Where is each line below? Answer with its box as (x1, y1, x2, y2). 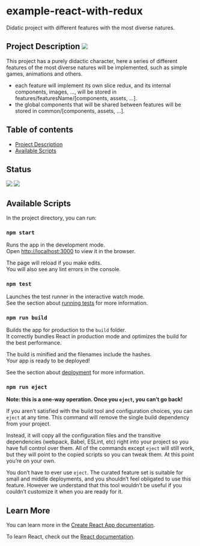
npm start (6, 229, 35, 236)
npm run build (6, 314, 47, 321)
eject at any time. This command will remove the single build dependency (6, 414, 190, 421)
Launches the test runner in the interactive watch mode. (6, 293, 145, 300)
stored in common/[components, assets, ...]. (14, 107, 125, 115)
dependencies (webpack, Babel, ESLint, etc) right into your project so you (6, 438, 189, 445)
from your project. (6, 420, 51, 427)
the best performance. (6, 339, 62, 346)
